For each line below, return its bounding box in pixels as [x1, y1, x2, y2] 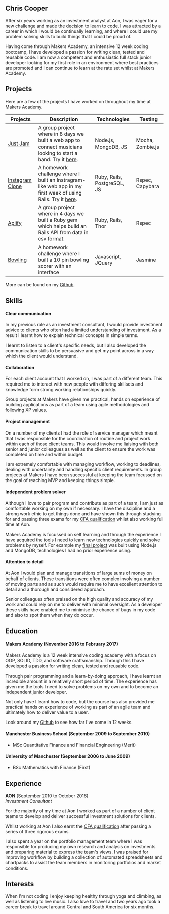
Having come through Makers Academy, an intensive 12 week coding [5, 43, 148, 50]
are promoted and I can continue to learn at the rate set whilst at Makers [5, 65, 155, 71]
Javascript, [95, 253, 121, 260]
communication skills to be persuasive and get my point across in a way [5, 348, 154, 354]
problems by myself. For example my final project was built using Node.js [5, 542, 157, 548]
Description [49, 116, 78, 123]
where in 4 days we [38, 210, 84, 217]
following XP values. [5, 407, 48, 413]
